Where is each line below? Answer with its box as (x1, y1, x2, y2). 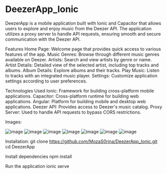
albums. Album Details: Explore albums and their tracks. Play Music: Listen (5, 67, 160, 73)
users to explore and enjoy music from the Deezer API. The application (5, 25, 152, 31)
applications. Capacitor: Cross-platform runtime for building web (5, 93, 139, 99)
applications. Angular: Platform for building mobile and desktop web (5, 98, 146, 104)
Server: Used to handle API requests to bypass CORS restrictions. (5, 109, 142, 115)
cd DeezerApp (5, 143, 35, 149)
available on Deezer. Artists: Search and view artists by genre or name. (5, 56, 152, 62)
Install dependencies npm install (5, 153, 72, 159)
